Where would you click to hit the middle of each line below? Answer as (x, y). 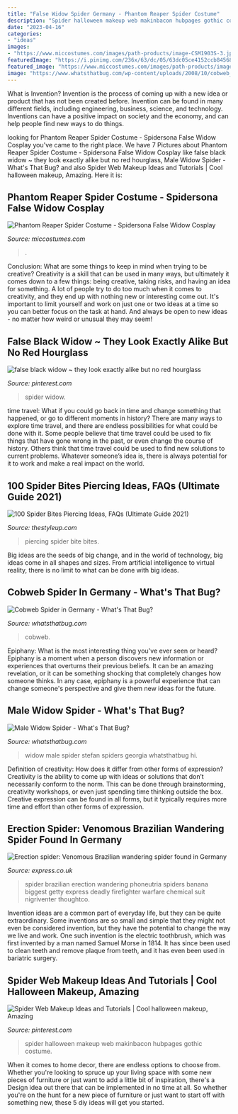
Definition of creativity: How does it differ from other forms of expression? (115, 769)
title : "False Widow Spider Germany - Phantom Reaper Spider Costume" (114, 14)
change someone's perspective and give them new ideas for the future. (112, 688)
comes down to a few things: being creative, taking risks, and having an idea (119, 281)
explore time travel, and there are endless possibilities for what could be (113, 426)
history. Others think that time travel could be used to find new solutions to (116, 449)
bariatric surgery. (33, 958)
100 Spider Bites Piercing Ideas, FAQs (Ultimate (114, 486)
